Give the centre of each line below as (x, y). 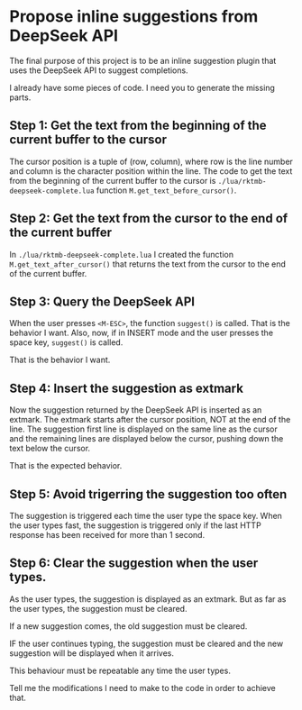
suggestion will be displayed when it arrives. (92, 653)
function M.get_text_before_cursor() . (166, 190)
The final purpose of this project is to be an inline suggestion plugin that (143, 60)
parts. (20, 97)
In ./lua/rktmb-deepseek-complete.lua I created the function (122, 254)
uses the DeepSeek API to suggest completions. (99, 70)
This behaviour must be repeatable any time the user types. (120, 670)
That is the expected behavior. (66, 466)
